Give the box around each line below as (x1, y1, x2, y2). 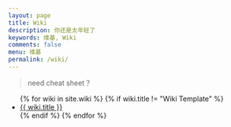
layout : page (8, 11, 51, 20)
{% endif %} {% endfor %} (19, 110, 107, 120)
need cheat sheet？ (27, 78, 92, 88)
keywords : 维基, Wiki (8, 33, 77, 42)
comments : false (8, 41, 61, 49)
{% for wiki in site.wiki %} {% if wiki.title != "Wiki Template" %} (19, 94, 225, 103)
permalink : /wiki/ (8, 56, 69, 64)
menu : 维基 (8, 48, 42, 56)
